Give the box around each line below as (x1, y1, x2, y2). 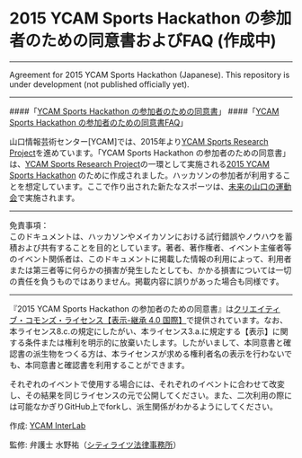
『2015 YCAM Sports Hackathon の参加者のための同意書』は (9, 303, 235, 314)
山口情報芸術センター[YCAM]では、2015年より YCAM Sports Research (9, 136, 269, 146)
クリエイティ (233, 303, 280, 314)
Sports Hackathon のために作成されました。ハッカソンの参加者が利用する (9, 170, 283, 181)
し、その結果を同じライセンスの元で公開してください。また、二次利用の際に (9, 390, 292, 401)
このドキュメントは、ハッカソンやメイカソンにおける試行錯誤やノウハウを (9, 231, 285, 242)
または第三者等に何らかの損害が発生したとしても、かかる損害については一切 (9, 264, 292, 275)
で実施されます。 (17, 192, 80, 203)
